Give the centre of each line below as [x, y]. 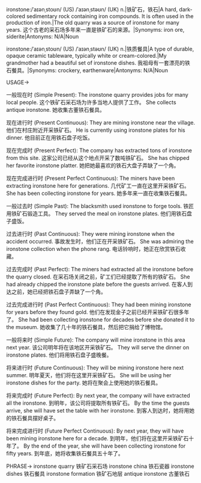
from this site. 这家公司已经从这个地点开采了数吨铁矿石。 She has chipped [98, 158]
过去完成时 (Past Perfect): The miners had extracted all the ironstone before [100, 269]
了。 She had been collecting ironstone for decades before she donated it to [100, 319]
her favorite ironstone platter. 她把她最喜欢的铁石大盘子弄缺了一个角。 [93, 165]
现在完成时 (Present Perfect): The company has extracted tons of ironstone [99, 150]
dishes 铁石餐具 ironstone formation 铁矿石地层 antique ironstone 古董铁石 [98, 474]
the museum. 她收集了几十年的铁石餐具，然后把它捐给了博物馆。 [86, 327]
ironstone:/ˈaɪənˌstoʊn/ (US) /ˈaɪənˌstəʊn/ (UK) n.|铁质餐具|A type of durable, [100, 49]
